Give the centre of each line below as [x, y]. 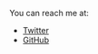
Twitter [36, 30]
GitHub [36, 40]
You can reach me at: [49, 13]
